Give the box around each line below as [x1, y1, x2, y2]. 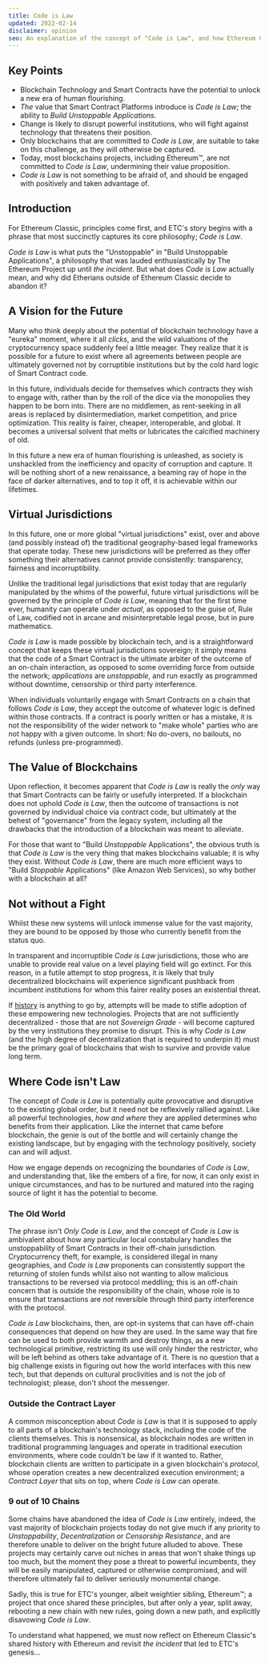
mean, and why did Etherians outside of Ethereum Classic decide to [8, 272, 232, 282]
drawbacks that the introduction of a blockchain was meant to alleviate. [8, 824, 244, 834]
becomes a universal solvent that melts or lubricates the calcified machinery [8, 426, 260, 436]
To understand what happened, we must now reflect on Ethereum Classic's [8, 1630, 256, 1639]
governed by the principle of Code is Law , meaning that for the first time [8, 595, 247, 605]
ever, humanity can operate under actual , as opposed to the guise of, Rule [8, 604, 254, 614]
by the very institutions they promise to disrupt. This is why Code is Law [8, 1026, 247, 1036]
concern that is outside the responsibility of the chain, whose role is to [8, 1286, 240, 1296]
